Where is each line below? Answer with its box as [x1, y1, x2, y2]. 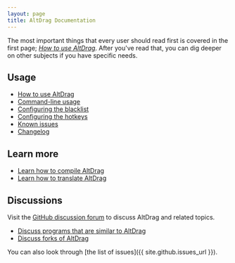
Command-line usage [17, 98, 81, 106]
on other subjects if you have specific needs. [7, 51, 138, 60]
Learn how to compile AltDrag [17, 167, 104, 175]
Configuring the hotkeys [17, 113, 88, 121]
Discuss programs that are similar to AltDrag [17, 226, 146, 235]
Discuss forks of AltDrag [17, 233, 89, 243]
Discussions [7, 194, 63, 206]
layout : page [7, 10, 46, 18]
